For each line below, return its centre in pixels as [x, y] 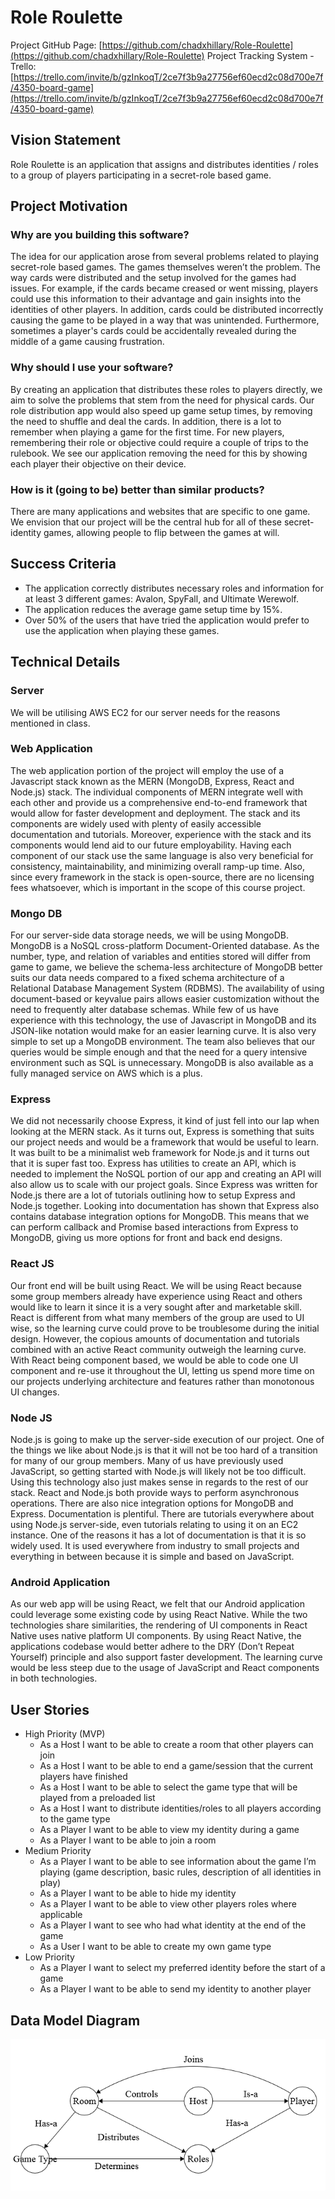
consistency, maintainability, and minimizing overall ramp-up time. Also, [157, 866]
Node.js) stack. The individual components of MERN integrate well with [156, 792]
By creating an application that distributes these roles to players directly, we [166, 389]
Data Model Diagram [75, 2020]
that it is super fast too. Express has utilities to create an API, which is [153, 1163]
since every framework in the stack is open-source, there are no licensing [162, 877]
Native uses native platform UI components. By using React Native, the [156, 1636]
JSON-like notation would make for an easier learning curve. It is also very [163, 1031]
